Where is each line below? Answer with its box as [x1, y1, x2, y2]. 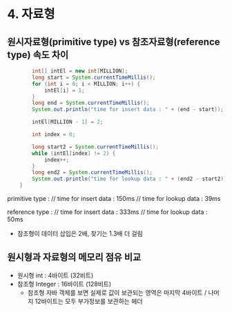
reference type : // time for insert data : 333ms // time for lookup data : [7, 208, 208, 216]
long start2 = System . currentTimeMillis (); [32, 143, 159, 150]
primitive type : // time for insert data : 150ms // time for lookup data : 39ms [7, 195, 221, 202]
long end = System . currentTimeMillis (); [32, 99, 150, 107]
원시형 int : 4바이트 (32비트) [17, 271, 94, 280]
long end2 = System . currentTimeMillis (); [32, 169, 153, 176]
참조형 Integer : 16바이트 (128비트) [17, 280, 112, 288]
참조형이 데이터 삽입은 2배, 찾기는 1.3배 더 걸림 [17, 229, 143, 237]
